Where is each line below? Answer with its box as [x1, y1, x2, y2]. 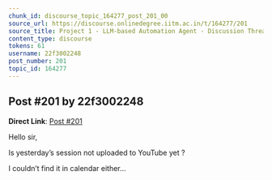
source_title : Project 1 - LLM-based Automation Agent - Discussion [8, 27, 244, 35]
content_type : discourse [8, 34, 92, 43]
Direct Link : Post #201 [8, 116, 83, 126]
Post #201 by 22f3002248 [8, 95, 144, 109]
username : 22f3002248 [8, 49, 82, 58]
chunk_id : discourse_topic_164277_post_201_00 [8, 11, 168, 20]
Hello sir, [8, 131, 38, 142]
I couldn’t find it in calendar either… [8, 163, 127, 173]
